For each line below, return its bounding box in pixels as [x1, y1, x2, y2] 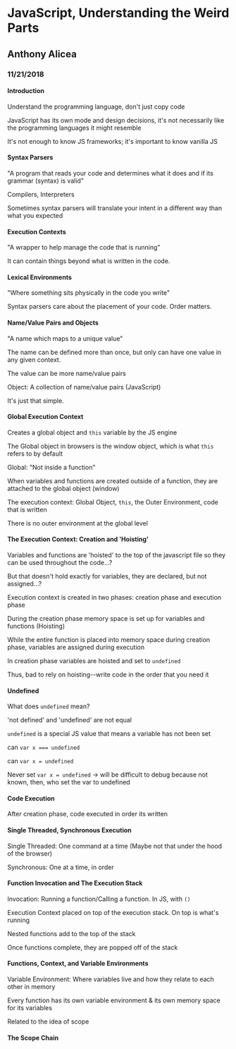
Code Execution [7, 794, 55, 802]
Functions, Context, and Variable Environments [7, 959, 149, 968]
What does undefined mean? [7, 702, 90, 710]
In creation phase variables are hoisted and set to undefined [7, 656, 181, 665]
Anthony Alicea [7, 48, 77, 60]
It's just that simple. [7, 396, 65, 405]
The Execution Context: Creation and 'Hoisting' [7, 535, 149, 544]
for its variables [7, 1003, 53, 1012]
